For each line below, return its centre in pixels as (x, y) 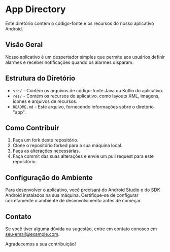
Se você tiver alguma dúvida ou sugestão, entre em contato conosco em (81, 229)
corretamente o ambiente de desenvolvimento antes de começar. (74, 201)
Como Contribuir (32, 128)
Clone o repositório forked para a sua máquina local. (67, 146)
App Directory (36, 9)
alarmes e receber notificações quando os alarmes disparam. (70, 62)
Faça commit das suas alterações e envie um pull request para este (83, 156)
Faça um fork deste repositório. (45, 140)
